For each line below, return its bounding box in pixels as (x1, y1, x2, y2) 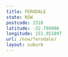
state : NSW (6, 14, 33, 20)
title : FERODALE (6, 8, 46, 15)
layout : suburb (6, 42, 44, 48)
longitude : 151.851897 (6, 31, 62, 37)
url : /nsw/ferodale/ (6, 36, 57, 42)
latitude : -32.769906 (6, 25, 60, 31)
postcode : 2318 (6, 20, 44, 26)
